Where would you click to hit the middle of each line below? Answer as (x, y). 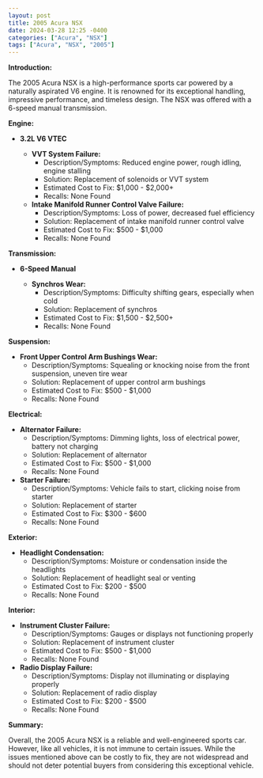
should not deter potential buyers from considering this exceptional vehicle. (131, 765)
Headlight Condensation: (62, 553)
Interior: (22, 610)
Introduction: (30, 67)
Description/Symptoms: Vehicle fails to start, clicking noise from (136, 488)
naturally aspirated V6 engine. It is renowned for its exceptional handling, (127, 91)
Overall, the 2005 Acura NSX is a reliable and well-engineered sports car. (128, 740)
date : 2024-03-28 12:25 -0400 (58, 30)
